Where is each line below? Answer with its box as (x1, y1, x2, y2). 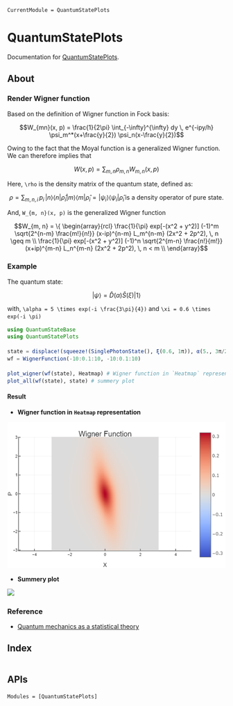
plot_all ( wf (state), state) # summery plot (7, 377, 135, 385)
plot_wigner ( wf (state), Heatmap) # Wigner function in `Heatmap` (7, 370, 200, 377)
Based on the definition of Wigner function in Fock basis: (7, 109, 170, 118)
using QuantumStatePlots (7, 333, 79, 340)
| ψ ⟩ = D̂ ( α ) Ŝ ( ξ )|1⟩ (92, 291, 141, 299)
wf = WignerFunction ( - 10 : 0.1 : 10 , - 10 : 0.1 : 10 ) (7, 355, 141, 362)
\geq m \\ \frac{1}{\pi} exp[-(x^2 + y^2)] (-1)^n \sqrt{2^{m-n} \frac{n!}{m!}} (10, 236, 223, 246)
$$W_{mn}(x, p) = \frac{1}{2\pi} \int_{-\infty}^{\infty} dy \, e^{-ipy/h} (19, 123, 214, 131)
